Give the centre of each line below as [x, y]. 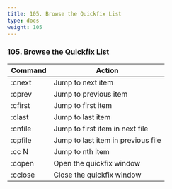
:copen [22, 163]
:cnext [21, 82]
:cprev [21, 94]
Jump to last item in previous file [107, 140]
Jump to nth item [81, 151]
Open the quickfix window [97, 163]
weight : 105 [25, 27]
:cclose [23, 175]
